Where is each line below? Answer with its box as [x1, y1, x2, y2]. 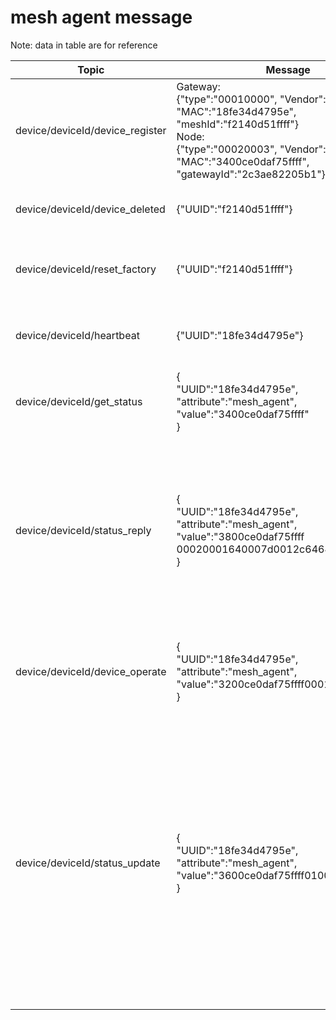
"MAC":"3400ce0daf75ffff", [176, 154, 310, 168]
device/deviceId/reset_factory [15, 262, 157, 276]
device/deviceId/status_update [15, 856, 161, 870]
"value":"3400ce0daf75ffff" [176, 407, 310, 421]
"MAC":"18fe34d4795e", [176, 104, 297, 118]
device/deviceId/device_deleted [15, 202, 166, 216]
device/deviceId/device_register [15, 123, 167, 137]
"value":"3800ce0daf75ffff [176, 529, 305, 543]
